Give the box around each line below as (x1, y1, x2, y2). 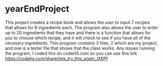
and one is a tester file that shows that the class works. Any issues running (5, 45, 155, 51)
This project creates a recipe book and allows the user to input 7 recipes (5, 19, 150, 25)
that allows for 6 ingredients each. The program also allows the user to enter (5, 24, 158, 30)
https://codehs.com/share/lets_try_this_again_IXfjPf (5, 55, 108, 61)
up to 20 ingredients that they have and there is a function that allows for (5, 30, 151, 35)
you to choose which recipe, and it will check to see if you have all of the (5, 35, 151, 41)
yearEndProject (5, 3, 70, 15)
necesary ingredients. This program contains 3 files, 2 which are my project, (5, 40, 158, 46)
